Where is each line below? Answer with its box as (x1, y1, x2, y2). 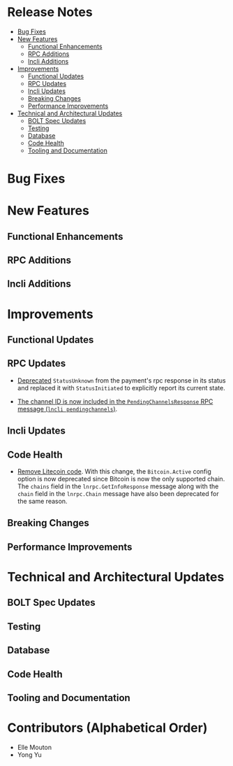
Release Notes (7, 4, 93, 20)
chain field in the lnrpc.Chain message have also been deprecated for (17, 490, 219, 498)
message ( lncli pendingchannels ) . (17, 404, 118, 413)
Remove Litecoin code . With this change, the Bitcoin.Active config (17, 467, 211, 476)
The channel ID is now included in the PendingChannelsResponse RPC (17, 397, 213, 406)
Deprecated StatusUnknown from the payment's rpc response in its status (17, 376, 226, 385)
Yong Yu (17, 750, 42, 759)
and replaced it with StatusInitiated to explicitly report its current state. (17, 383, 225, 392)
